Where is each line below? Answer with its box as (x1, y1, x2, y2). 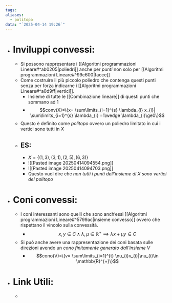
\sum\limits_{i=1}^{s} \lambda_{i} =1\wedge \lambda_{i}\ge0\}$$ (30, 112, 165, 118)
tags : (5, 7, 17, 13)
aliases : (5, 12, 24, 17)
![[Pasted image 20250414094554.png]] (28, 160, 114, 166)
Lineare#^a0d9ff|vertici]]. (20, 88, 75, 94)
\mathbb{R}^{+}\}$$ (76, 258, 119, 264)
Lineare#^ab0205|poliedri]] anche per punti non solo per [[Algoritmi (20, 66, 164, 72)
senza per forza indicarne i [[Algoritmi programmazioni (20, 83, 137, 89)
